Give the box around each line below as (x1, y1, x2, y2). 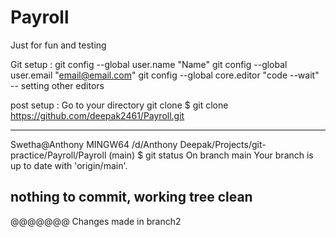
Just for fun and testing (10, 39, 107, 51)
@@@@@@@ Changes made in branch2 (10, 215, 182, 227)
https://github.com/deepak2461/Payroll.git (10, 109, 185, 121)
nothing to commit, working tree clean (10, 189, 253, 206)
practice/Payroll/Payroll (10, 149, 107, 161)
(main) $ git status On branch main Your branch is (108, 149, 314, 161)
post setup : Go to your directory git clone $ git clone (10, 99, 229, 111)
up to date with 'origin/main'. (10, 159, 128, 171)
